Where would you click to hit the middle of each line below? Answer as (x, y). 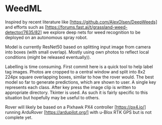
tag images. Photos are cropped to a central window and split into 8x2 (75, 71)
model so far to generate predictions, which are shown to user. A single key (81, 82)
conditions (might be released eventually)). (48, 57)
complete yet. (19, 117)
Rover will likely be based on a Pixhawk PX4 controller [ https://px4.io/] (75, 107)
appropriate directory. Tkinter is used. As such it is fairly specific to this (77, 92)
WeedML (24, 9)
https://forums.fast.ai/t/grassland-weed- (87, 27)
